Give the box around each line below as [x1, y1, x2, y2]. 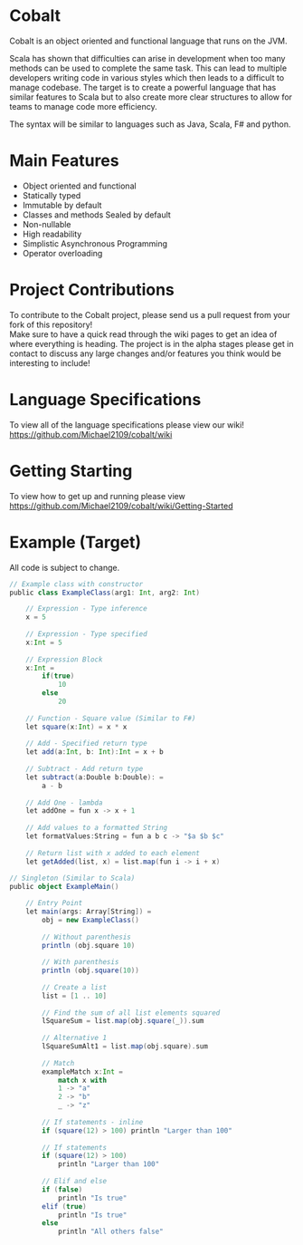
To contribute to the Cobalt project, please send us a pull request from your [9, 309, 291, 320]
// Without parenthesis [42, 932, 131, 941]
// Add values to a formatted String [25, 824, 168, 833]
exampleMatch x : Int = [42, 1066, 124, 1076]
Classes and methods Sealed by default [22, 209, 172, 220]
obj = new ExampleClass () [42, 915, 140, 924]
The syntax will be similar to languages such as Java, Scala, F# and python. [9, 119, 291, 130]
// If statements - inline [42, 1117, 144, 1126]
